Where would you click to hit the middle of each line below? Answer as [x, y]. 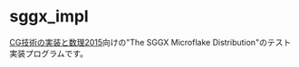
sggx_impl [49, 17]
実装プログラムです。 [49, 53]
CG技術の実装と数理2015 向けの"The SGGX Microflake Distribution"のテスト [150, 42]
